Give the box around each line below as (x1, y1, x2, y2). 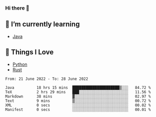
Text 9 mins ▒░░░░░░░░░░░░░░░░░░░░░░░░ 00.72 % (5, 98, 151, 103)
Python (12, 61, 27, 67)
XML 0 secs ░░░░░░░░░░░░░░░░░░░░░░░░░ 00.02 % (5, 102, 151, 107)
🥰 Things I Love (5, 48, 54, 57)
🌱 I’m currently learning (5, 20, 80, 29)
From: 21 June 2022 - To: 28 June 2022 (5, 76, 88, 81)
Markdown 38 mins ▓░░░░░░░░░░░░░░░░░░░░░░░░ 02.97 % (5, 94, 151, 99)
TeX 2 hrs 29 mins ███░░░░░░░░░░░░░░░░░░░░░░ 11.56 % (5, 89, 151, 94)
